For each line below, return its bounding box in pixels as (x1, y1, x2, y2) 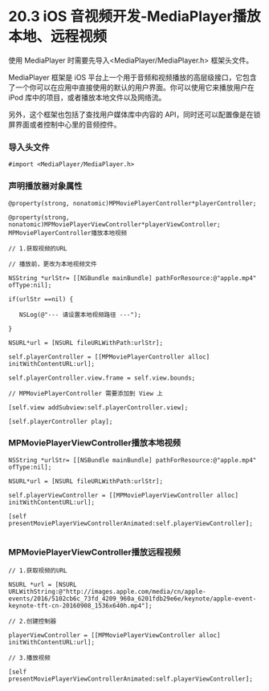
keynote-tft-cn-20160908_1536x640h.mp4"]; (8, 602, 153, 610)
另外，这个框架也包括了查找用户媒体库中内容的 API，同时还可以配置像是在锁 (8, 109, 261, 119)
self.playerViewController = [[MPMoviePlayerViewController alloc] (8, 491, 239, 499)
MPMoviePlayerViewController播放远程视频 (8, 547, 181, 558)
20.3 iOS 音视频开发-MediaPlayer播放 (8, 7, 261, 26)
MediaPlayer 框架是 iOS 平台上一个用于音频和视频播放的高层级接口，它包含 (8, 72, 257, 82)
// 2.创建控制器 (8, 617, 57, 626)
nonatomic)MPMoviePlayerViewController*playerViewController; (8, 220, 221, 229)
